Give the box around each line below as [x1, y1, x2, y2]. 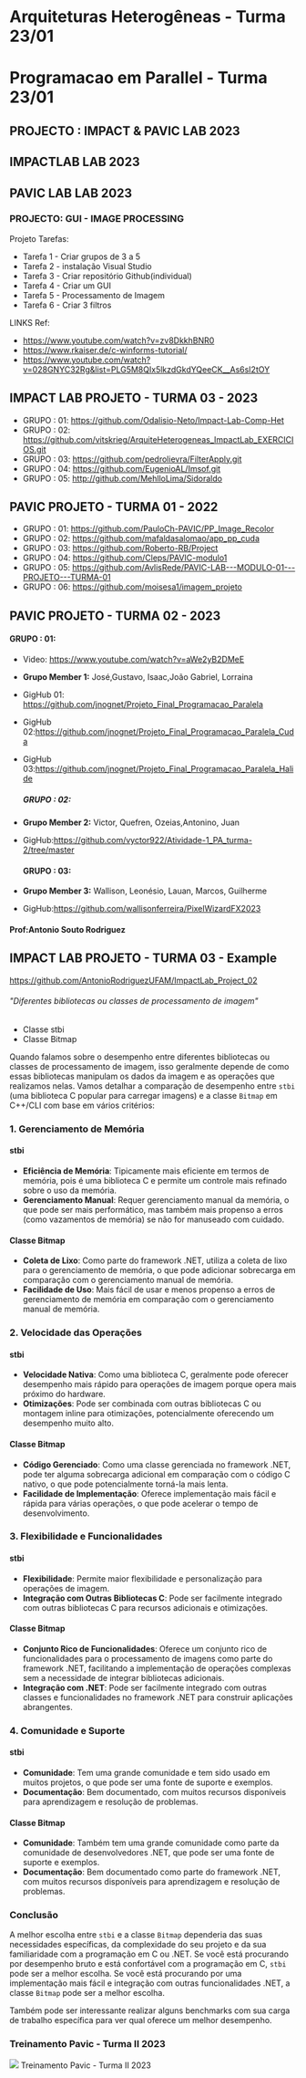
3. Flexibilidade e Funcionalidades [9, 1530, 163, 1543]
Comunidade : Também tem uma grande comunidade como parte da [22, 1837, 280, 1849]
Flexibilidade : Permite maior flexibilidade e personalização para [22, 1572, 262, 1584]
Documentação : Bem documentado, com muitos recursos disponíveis [22, 1786, 287, 1797]
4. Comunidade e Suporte [9, 1724, 126, 1737]
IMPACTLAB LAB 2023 [9, 154, 140, 170]
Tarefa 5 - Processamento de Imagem [22, 289, 166, 300]
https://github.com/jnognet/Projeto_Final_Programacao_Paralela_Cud [35, 726, 294, 737]
